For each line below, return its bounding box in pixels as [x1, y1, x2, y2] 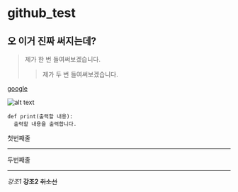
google [7, 84, 28, 93]
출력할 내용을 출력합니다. [13, 120, 77, 128]
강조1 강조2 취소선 [7, 177, 58, 186]
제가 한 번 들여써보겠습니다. [24, 55, 101, 63]
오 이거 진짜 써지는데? [7, 35, 97, 47]
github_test [7, 5, 76, 21]
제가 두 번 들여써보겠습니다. [42, 70, 118, 79]
